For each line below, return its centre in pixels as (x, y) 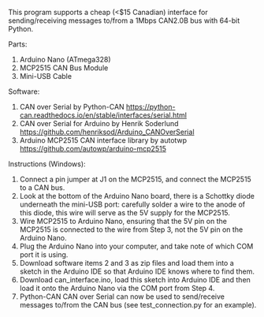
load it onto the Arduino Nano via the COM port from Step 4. (117, 288)
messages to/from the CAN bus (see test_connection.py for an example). (138, 305)
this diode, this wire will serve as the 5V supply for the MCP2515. (125, 213)
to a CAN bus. (42, 188)
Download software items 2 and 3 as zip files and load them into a (126, 263)
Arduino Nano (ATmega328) (65, 60)
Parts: (18, 44)
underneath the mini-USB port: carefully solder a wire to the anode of (132, 204)
